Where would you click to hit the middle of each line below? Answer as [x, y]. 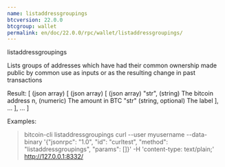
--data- [197, 135]
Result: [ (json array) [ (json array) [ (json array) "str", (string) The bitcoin [110, 93]
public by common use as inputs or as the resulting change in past [101, 73]
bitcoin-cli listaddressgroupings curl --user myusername [104, 135]
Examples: [22, 122]
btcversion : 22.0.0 [35, 20]
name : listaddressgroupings [47, 13]
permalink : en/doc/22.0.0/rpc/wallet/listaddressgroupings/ [95, 33]
